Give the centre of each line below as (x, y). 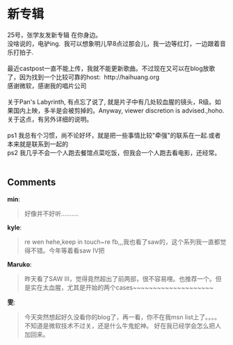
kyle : (15, 227)
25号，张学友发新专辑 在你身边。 (55, 35)
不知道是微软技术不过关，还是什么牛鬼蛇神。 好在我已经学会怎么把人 (122, 326)
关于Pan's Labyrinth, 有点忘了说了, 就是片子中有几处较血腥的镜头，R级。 (111, 102)
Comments (32, 183)
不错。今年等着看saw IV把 (67, 250)
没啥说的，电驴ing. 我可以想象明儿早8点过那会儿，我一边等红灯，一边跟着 (114, 43)
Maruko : (20, 264)
